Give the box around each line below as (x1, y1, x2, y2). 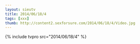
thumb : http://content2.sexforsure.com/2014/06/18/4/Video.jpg (5, 20, 136, 26)
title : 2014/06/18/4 (5, 12, 47, 16)
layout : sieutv (5, 7, 36, 12)
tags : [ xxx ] (5, 16, 29, 21)
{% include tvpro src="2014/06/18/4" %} (5, 34, 87, 40)
